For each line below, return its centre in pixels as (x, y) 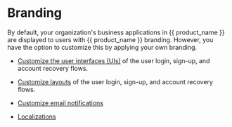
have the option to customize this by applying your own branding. (102, 47)
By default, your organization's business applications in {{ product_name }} (116, 32)
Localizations (37, 116)
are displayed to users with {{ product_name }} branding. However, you (110, 39)
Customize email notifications (60, 102)
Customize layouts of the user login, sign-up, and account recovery (115, 81)
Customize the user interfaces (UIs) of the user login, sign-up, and (114, 60)
